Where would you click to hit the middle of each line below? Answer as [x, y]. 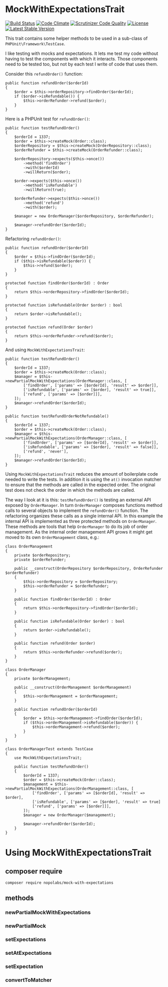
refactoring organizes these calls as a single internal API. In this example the [84, 516]
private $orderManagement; [43, 678]
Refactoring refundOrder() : [33, 239]
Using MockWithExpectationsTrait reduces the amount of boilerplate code [82, 474]
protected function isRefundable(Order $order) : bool [64, 305]
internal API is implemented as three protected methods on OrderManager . [81, 521]
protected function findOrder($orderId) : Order [57, 283]
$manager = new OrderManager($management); [69, 815]
